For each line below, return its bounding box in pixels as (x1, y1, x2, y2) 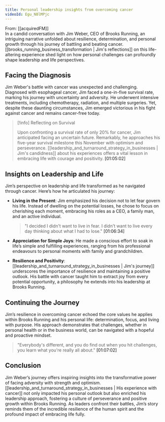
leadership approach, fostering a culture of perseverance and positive (5, 395, 147, 401)
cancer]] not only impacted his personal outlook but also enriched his (5, 390, 146, 396)
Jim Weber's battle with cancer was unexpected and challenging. (5, 84, 138, 90)
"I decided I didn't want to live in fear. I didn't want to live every (24, 223, 153, 229)
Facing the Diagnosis (5, 71, 71, 79)
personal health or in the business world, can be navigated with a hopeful (5, 327, 154, 333)
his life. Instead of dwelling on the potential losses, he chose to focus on (12, 203, 159, 209)
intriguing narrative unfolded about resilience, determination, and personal (5, 35, 156, 42)
